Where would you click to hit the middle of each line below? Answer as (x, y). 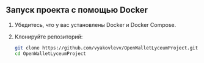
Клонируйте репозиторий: (49, 37)
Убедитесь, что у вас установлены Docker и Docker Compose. (95, 24)
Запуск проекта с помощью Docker (77, 10)
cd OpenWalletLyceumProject (50, 54)
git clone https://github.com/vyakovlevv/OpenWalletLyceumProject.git (106, 48)
